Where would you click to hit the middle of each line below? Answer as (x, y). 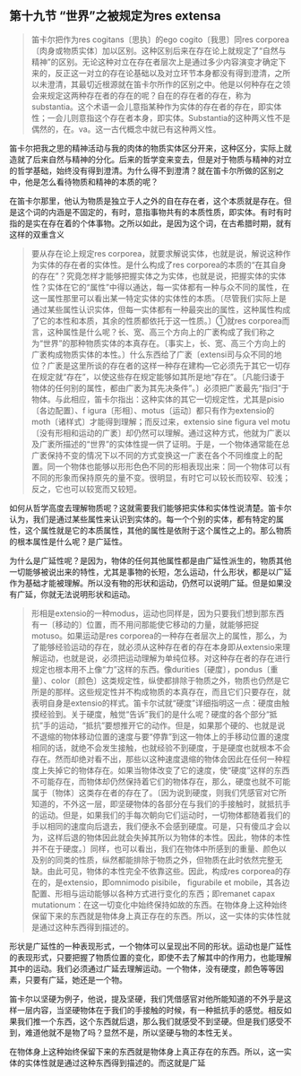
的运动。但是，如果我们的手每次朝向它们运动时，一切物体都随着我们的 (161, 815)
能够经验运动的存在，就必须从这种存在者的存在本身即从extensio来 (161, 646)
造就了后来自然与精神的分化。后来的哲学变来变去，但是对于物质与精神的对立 (150, 159)
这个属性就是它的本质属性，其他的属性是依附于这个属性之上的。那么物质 (158, 530)
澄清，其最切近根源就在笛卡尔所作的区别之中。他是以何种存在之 (165, 84)
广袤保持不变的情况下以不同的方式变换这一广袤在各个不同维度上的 (153, 455)
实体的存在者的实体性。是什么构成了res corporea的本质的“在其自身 (163, 265)
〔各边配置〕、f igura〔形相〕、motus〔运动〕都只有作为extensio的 (153, 410)
